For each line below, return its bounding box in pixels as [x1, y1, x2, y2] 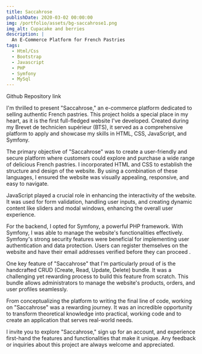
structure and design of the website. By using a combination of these [6, 167, 178, 175]
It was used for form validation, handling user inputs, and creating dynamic [6, 198, 192, 206]
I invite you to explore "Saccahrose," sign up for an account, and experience [6, 328, 196, 335]
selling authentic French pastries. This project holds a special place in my [6, 111, 189, 118]
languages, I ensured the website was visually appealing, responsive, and [6, 174, 189, 181]
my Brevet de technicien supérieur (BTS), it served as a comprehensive [6, 124, 183, 131]
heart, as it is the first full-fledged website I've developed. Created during [6, 117, 189, 124]
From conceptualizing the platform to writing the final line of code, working [6, 297, 192, 305]
